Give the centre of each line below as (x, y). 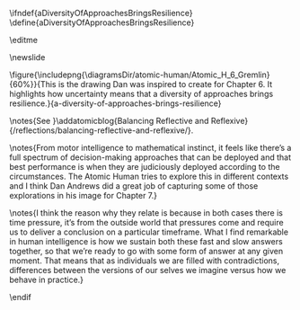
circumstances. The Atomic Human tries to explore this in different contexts (149, 176)
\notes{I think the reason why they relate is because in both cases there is (146, 213)
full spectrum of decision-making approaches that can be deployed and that (150, 157)
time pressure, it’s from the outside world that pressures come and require (147, 222)
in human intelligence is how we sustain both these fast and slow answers (146, 241)
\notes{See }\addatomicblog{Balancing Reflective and (109, 121)
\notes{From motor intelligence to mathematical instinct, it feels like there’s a (150, 148)
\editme (24, 40)
